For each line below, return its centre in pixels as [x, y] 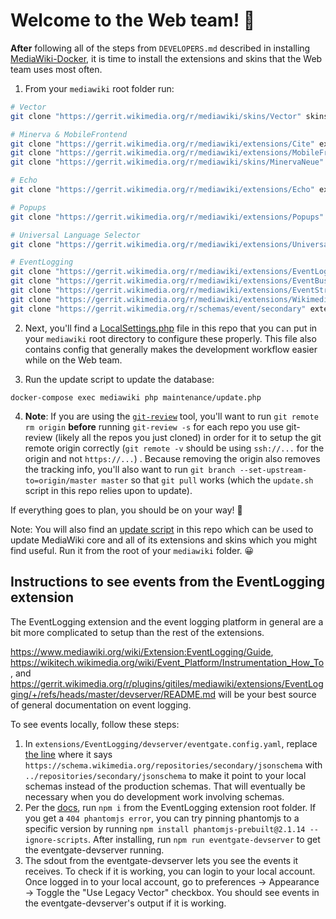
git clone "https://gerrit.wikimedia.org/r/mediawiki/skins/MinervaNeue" [167, 162]
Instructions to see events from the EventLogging [168, 582]
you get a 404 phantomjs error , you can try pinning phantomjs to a [162, 818]
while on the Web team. [73, 360]
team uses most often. [56, 69]
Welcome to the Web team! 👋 [133, 20]
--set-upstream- [273, 470]
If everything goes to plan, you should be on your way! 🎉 [126, 510]
